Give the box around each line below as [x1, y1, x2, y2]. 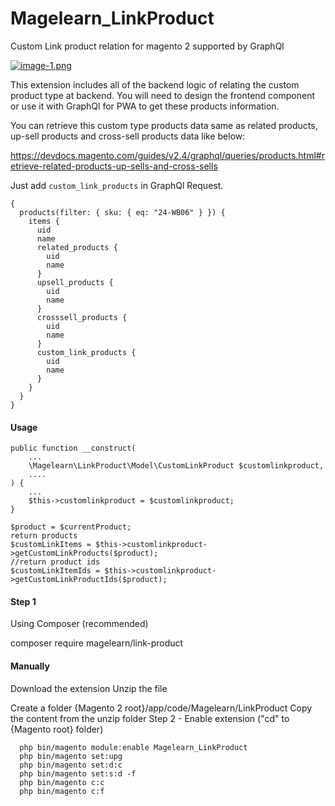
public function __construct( [10, 443, 137, 454]
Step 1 [10, 595, 37, 607]
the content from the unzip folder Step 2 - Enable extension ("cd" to [10, 712, 290, 724]
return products [10, 531, 78, 541]
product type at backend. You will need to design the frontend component [10, 89, 315, 101]
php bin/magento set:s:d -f [19, 768, 137, 779]
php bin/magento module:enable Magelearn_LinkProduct [19, 742, 248, 752]
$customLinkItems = [10, 540, 92, 550]
